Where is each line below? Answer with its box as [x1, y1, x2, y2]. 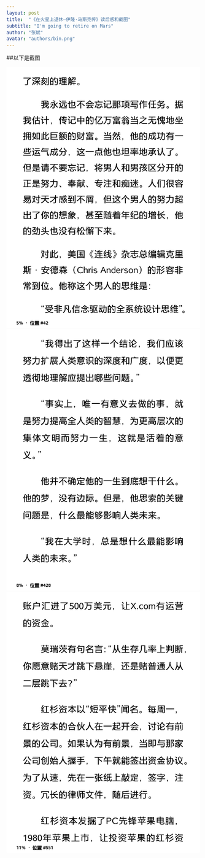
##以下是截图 [6, 54, 41, 61]
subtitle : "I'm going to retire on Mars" [6, 23, 114, 29]
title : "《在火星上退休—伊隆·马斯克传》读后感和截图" [6, 16, 131, 23]
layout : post [6, 10, 40, 16]
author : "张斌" [6, 29, 44, 36]
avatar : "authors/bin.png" [6, 36, 75, 42]
